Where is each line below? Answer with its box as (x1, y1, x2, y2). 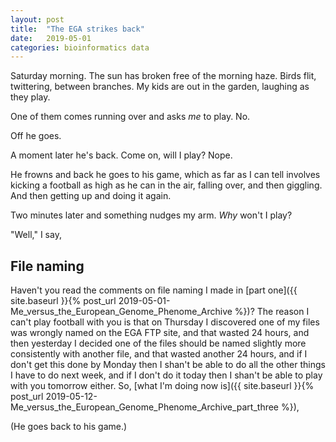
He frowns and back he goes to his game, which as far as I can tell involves (10, 169, 321, 181)
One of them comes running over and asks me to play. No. (10, 111, 251, 123)
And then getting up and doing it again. (10, 190, 172, 202)
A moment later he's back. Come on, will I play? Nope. (10, 149, 233, 161)
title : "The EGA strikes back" (10, 24, 145, 34)
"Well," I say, (10, 229, 62, 241)
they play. (10, 91, 51, 103)
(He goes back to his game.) (10, 421, 128, 433)
